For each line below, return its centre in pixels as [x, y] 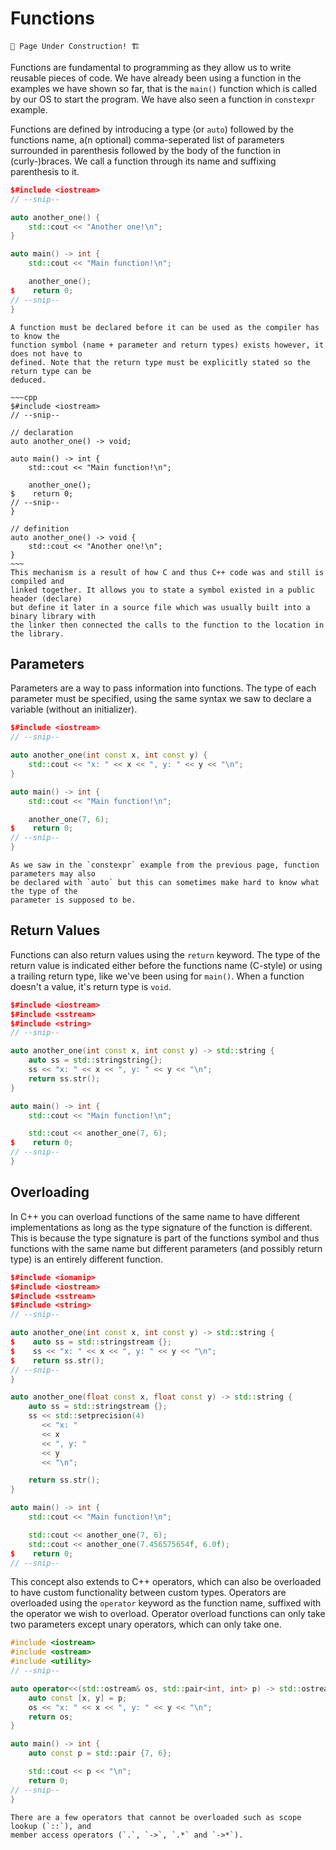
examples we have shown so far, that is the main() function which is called [164, 88]
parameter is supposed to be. [73, 900]
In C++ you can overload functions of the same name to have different [155, 1216]
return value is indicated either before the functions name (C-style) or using [166, 965]
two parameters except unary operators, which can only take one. [146, 1624]
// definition [40, 528]
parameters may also [53, 874]
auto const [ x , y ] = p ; [78, 1698]
